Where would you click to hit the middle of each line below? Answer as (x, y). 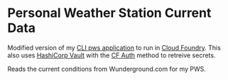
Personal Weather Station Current (109, 13)
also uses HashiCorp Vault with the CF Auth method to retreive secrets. (112, 55)
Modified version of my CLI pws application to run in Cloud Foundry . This (114, 47)
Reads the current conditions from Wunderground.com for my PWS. (107, 69)
